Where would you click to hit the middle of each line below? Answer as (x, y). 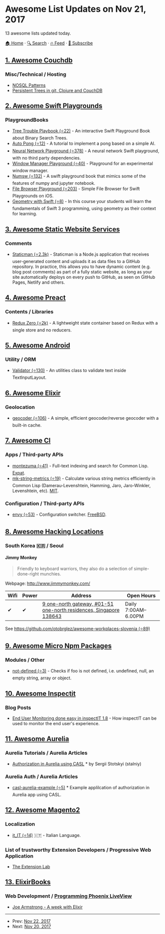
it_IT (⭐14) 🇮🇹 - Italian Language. (46, 835)
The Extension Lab (31, 867)
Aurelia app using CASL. (37, 795)
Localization (20, 824)
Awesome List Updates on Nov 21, (76, 9)
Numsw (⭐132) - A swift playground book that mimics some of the (79, 176)
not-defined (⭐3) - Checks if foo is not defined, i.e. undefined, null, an (83, 671)
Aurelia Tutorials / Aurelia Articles (46, 753)
